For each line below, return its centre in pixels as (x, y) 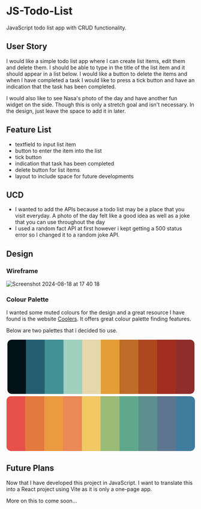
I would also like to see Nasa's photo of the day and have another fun (92, 98)
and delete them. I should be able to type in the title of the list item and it (95, 67)
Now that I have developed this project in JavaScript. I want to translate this (100, 483)
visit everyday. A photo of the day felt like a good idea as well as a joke (102, 216)
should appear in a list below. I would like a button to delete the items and (97, 74)
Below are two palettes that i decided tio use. (62, 331)
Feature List (29, 130)
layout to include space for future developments (74, 176)
